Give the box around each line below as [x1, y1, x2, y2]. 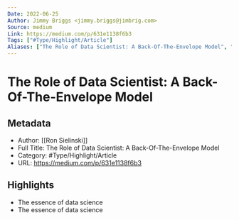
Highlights [7, 179, 55, 192]
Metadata [7, 117, 51, 129]
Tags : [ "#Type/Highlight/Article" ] [7, 37, 113, 44]
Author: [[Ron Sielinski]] [17, 136, 88, 144]
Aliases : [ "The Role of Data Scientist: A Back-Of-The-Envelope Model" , [7, 43, 228, 50]
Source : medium [7, 23, 53, 31]
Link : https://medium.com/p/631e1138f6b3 [7, 30, 132, 38]
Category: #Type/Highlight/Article [17, 151, 117, 160]
